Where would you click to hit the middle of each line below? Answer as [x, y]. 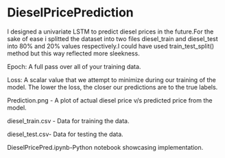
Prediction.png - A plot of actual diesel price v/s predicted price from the [110, 100]
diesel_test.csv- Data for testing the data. [65, 134]
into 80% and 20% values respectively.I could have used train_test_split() [111, 46]
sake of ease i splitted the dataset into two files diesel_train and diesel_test [113, 38]
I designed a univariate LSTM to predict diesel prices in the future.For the [110, 31]
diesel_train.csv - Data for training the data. [68, 120]
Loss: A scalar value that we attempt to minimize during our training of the [111, 79]
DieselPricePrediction [70, 13]
